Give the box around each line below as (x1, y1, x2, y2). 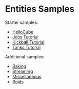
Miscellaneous (12, 73, 41, 79)
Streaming (12, 68, 33, 74)
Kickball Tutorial (12, 39, 45, 45)
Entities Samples (5, 3, 75, 15)
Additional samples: (5, 53, 45, 59)
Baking (12, 63, 26, 69)
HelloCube (12, 29, 34, 35)
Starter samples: (5, 19, 38, 25)
